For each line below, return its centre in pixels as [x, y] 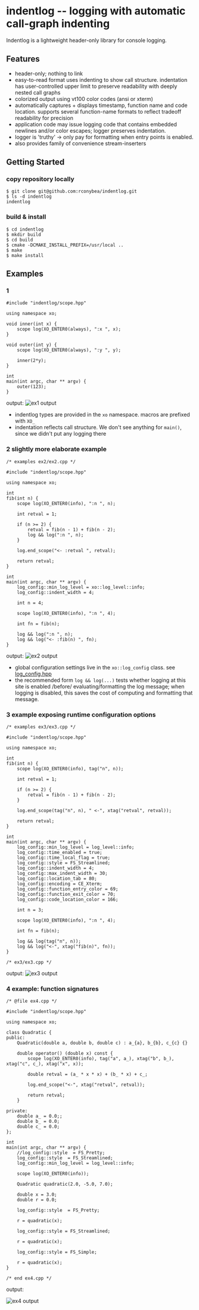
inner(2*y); [32, 361]
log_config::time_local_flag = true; [64, 858]
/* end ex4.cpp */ [29, 1278]
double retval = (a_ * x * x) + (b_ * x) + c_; [88, 1075]
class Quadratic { [29, 1033]
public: [16, 1038]
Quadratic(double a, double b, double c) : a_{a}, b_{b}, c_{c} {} [102, 1043]
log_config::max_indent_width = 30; [63, 874]
